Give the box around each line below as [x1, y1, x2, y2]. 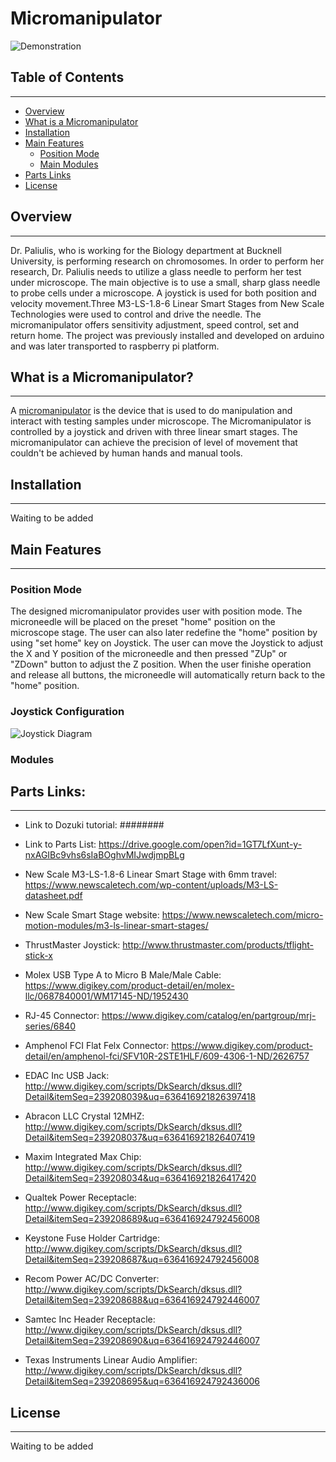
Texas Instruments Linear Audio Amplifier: [24, 1354, 198, 1366]
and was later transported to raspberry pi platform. [10, 340, 220, 352]
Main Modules [39, 158, 99, 170]
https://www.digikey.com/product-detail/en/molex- [24, 980, 235, 992]
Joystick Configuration [10, 705, 125, 719]
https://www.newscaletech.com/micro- [161, 909, 324, 921]
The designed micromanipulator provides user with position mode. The [10, 605, 303, 617]
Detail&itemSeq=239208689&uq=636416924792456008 [24, 1213, 261, 1225]
